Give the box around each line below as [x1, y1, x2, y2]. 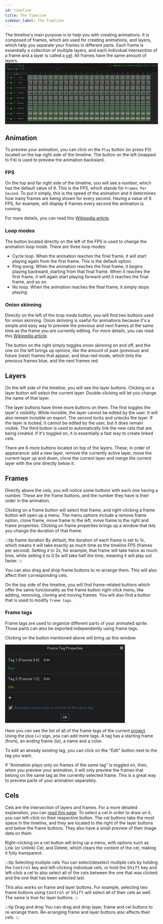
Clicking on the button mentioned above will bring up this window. [5, 635, 137, 640]
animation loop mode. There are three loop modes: [5, 243, 107, 250]
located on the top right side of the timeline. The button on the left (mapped [5, 152, 156, 157]
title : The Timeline [5, 13, 47, 18]
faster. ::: [5, 557, 23, 563]
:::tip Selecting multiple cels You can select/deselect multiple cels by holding [5, 859, 158, 865]
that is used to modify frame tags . [5, 597, 73, 603]
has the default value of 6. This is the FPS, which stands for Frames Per [5, 185, 147, 191]
